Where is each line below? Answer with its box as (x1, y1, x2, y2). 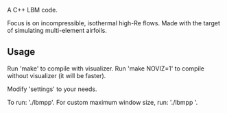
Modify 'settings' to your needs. (7, 85, 97, 93)
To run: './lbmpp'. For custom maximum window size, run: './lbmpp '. (7, 98, 198, 106)
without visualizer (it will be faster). (7, 71, 106, 79)
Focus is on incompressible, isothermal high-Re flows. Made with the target (7, 19, 221, 27)
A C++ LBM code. (7, 6, 58, 14)
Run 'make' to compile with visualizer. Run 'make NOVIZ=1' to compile (7, 64, 204, 73)
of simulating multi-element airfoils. (7, 27, 108, 34)
